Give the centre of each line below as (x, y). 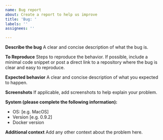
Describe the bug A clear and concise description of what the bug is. (77, 47)
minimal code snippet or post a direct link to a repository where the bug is (81, 62)
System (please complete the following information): (61, 102)
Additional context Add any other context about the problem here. (74, 132)
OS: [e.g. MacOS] (31, 112)
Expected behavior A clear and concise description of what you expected (82, 77)
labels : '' (17, 24)
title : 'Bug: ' (21, 19)
